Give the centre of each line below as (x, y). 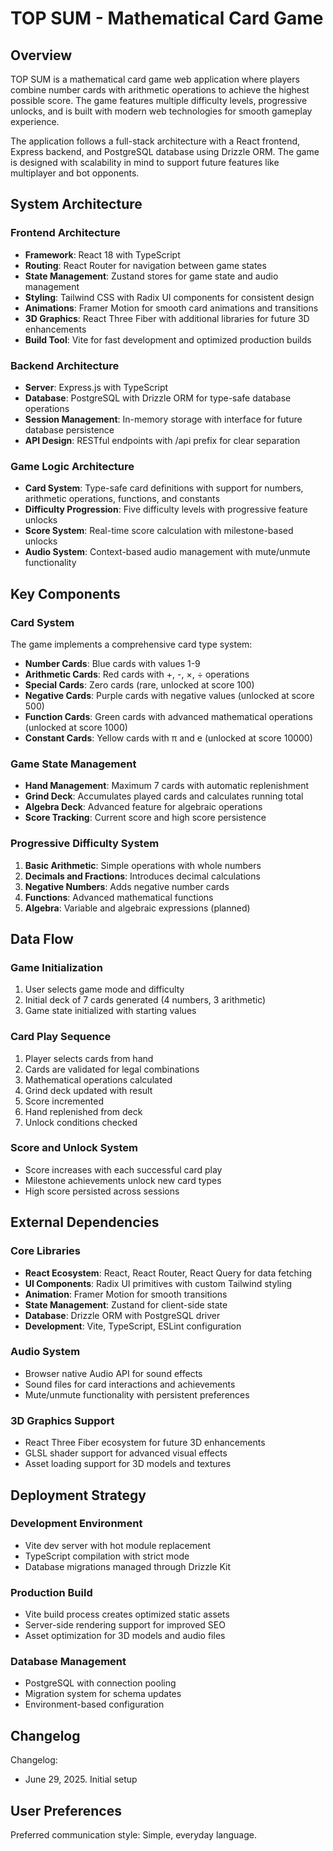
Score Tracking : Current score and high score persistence (145, 818)
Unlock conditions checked (81, 1122)
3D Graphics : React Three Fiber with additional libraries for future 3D (167, 318)
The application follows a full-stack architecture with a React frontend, (155, 141)
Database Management (68, 1662)
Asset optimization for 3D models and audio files (125, 1636)
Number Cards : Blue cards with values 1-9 (112, 663)
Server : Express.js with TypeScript (96, 387)
